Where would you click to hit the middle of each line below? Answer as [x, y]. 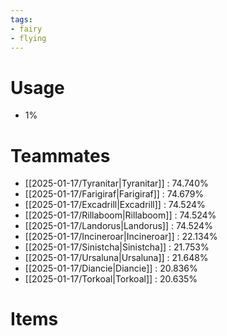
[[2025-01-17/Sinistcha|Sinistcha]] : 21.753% [117, 247]
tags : [21, 19]
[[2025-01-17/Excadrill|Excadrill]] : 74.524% [115, 205]
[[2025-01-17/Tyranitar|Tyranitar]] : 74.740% [116, 183]
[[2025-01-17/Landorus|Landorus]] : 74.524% [118, 226]
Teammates [60, 155]
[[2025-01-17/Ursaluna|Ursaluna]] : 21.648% [116, 258]
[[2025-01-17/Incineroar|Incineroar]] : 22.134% [121, 237]
